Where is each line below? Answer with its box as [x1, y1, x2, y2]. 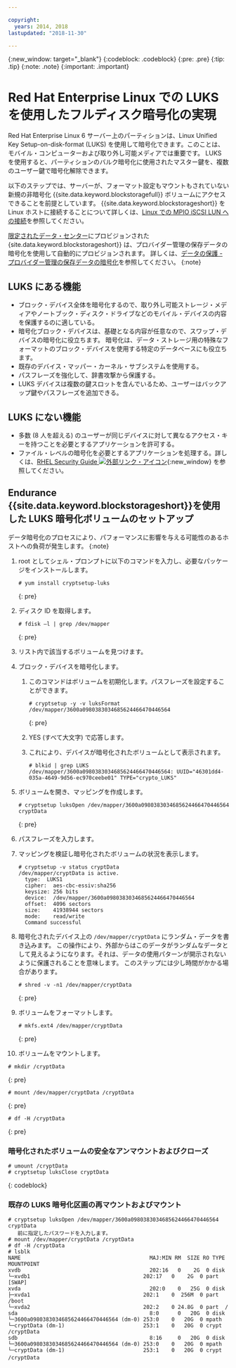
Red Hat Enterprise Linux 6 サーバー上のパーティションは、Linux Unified [8, 132, 217, 140]
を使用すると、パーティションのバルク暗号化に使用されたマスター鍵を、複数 [8, 158, 229, 166]
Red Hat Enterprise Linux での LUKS [8, 89, 219, 106]
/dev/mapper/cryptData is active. [18, 869, 119, 876]
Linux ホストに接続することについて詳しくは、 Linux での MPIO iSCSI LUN [8, 208, 221, 217]
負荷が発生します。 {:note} [32, 542, 110, 550]
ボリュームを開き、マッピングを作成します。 [18, 787, 147, 795]
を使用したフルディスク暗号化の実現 [8, 107, 217, 123]
